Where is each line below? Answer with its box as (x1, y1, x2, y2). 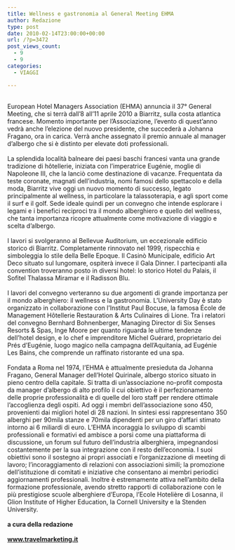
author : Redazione (7, 17, 61, 24)
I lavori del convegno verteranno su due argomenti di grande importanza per (7, 289, 228, 297)
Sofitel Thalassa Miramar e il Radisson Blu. (7, 273, 130, 282)
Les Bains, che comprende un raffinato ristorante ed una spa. (7, 348, 184, 357)
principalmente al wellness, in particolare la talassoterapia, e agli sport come (7, 191, 229, 200)
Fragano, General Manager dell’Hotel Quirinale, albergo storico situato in (7, 370, 217, 379)
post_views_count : (7, 43, 61, 50)
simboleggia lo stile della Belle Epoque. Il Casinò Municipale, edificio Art (7, 251, 215, 260)
